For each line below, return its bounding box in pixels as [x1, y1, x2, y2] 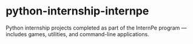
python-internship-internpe [5, 4, 149, 18]
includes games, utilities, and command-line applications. [5, 30, 149, 37]
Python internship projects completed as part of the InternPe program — [5, 24, 187, 31]
